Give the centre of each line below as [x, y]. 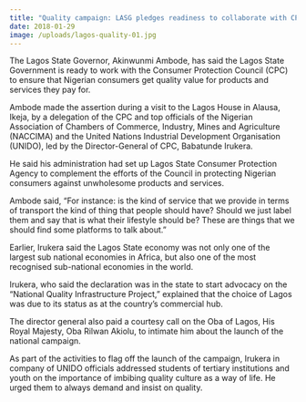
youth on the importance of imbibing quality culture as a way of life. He [143, 378]
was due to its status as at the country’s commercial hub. [116, 304]
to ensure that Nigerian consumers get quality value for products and [139, 80]
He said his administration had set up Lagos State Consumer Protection [143, 164]
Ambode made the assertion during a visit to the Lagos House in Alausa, [145, 108]
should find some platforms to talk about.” [88, 230]
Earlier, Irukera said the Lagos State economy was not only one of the [140, 248]
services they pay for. [50, 90]
